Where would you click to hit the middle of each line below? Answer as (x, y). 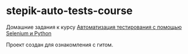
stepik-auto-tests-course (69, 11)
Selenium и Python (29, 33)
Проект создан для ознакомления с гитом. (60, 45)
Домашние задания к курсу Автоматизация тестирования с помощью (94, 27)
